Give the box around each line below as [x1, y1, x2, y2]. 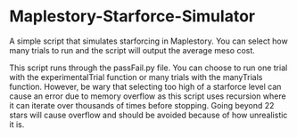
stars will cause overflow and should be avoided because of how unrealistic [9, 109, 288, 120]
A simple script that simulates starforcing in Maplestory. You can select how [9, 36, 288, 46]
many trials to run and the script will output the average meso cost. [9, 44, 256, 55]
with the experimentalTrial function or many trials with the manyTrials [9, 71, 263, 82]
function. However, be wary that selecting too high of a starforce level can [9, 81, 282, 92]
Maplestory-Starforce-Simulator [9, 6, 256, 27]
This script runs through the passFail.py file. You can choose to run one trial [9, 62, 288, 73]
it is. [9, 118, 25, 130]
